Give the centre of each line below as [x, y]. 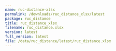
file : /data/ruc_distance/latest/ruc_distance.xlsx [58, 41]
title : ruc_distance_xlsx [31, 23]
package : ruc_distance [28, 18]
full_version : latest [27, 37]
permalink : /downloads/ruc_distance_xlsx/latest [55, 14]
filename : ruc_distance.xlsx [34, 28]
